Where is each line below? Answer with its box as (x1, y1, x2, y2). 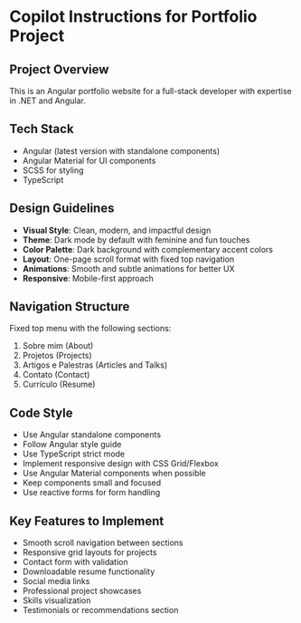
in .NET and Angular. (9, 95, 86, 106)
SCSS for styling (22, 165, 84, 176)
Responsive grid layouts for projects (22, 547, 157, 558)
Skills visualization (22, 595, 91, 606)
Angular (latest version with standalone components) (22, 145, 221, 156)
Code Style (9, 405, 73, 420)
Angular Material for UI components (22, 155, 156, 166)
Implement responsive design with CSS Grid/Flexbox (22, 458, 219, 469)
